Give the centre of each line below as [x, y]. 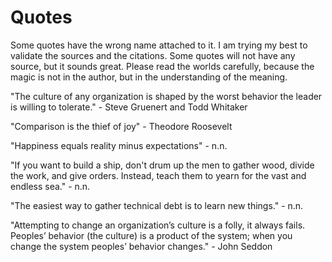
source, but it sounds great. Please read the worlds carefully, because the [162, 66]
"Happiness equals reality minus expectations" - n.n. [119, 145]
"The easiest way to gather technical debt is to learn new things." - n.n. [157, 205]
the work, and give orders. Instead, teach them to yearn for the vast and [158, 175]
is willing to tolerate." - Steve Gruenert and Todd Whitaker [129, 107]
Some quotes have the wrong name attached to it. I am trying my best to [159, 45]
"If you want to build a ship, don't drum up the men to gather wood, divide [162, 165]
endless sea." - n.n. [50, 186]
